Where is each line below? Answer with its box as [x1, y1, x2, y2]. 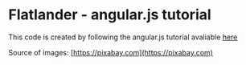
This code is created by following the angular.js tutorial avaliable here [8, 32, 238, 42]
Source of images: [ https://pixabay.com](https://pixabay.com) [8, 47, 213, 57]
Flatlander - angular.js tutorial [8, 6, 211, 24]
